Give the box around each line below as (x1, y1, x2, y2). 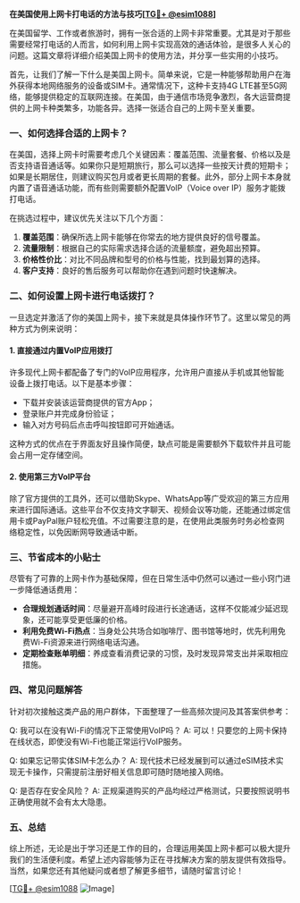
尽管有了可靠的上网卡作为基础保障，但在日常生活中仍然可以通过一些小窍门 (9, 573, 283, 584)
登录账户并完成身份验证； (21, 408, 117, 418)
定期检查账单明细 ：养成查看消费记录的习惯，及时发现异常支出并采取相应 (21, 648, 288, 659)
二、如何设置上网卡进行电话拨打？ (9, 290, 156, 302)
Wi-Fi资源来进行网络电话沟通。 (29, 637, 145, 647)
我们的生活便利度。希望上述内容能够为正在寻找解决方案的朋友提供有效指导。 (9, 854, 291, 865)
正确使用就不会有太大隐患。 (9, 796, 112, 807)
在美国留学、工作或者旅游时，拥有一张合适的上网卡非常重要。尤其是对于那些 (9, 28, 291, 38)
